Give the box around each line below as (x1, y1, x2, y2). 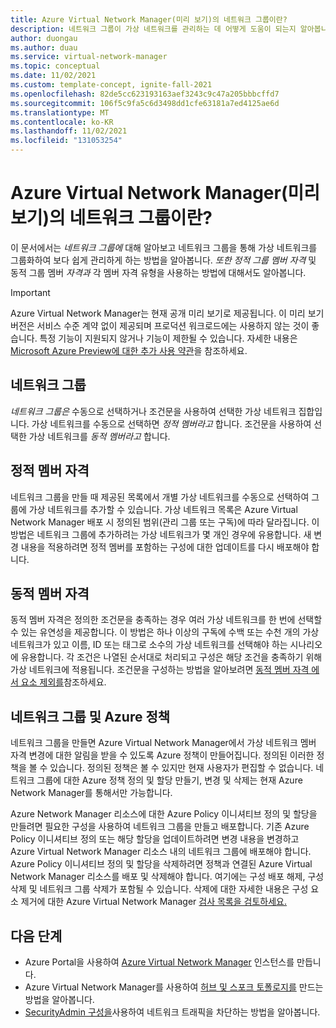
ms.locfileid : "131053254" (10, 136, 123, 146)
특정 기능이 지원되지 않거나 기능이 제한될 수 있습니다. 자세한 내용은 (39, 332, 298, 344)
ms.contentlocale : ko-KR (10, 117, 114, 127)
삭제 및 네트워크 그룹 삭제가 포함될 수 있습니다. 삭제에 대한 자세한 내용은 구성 (10, 883, 309, 895)
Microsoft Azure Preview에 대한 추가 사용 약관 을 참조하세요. (10, 344, 248, 356)
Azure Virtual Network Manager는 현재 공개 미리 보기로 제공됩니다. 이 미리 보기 (10, 307, 325, 319)
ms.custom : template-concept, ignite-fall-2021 (10, 80, 213, 90)
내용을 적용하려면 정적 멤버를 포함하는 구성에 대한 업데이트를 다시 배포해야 (20, 541, 310, 553)
